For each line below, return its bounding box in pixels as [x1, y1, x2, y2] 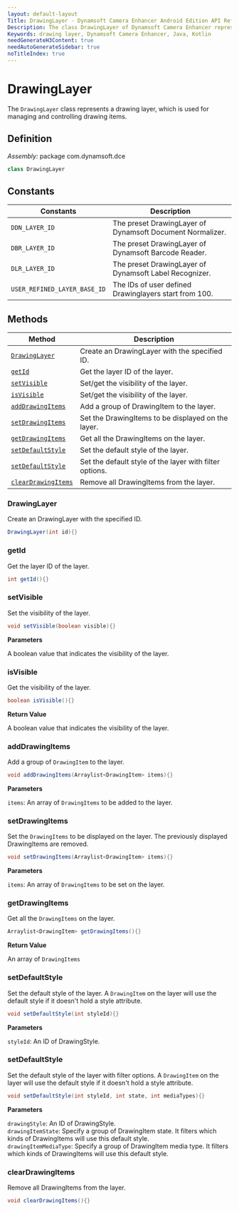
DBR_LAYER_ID [11, 244, 55, 252]
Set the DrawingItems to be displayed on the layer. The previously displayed [7, 832, 228, 841]
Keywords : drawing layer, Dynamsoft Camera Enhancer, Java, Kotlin [7, 30, 212, 38]
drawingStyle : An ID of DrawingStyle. [7, 1119, 116, 1128]
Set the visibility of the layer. [7, 608, 90, 617]
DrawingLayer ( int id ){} [7, 528, 78, 536]
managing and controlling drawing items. [7, 112, 127, 121]
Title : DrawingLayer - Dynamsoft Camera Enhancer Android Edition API [7, 17, 221, 24]
